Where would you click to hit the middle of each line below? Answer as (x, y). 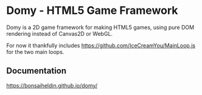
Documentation (37, 71)
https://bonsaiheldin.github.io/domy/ (52, 85)
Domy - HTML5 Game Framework (92, 11)
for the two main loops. (35, 51)
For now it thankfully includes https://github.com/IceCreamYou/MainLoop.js (101, 45)
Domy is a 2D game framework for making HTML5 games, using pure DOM (100, 27)
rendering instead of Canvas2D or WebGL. (60, 33)
